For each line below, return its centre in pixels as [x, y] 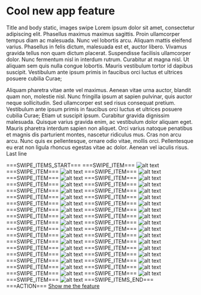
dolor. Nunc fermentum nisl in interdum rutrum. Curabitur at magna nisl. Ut [98, 59]
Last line [16, 153]
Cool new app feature [61, 11]
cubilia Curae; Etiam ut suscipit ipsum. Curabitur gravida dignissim [88, 115]
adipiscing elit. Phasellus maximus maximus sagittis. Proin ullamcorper [93, 34]
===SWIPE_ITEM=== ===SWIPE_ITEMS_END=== [80, 279]
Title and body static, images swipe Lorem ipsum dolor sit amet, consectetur [100, 28]
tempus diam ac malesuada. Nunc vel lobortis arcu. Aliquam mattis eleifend [99, 40]
